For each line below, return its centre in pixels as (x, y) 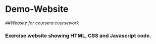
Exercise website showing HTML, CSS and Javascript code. (78, 36)
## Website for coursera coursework (42, 23)
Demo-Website (37, 9)
